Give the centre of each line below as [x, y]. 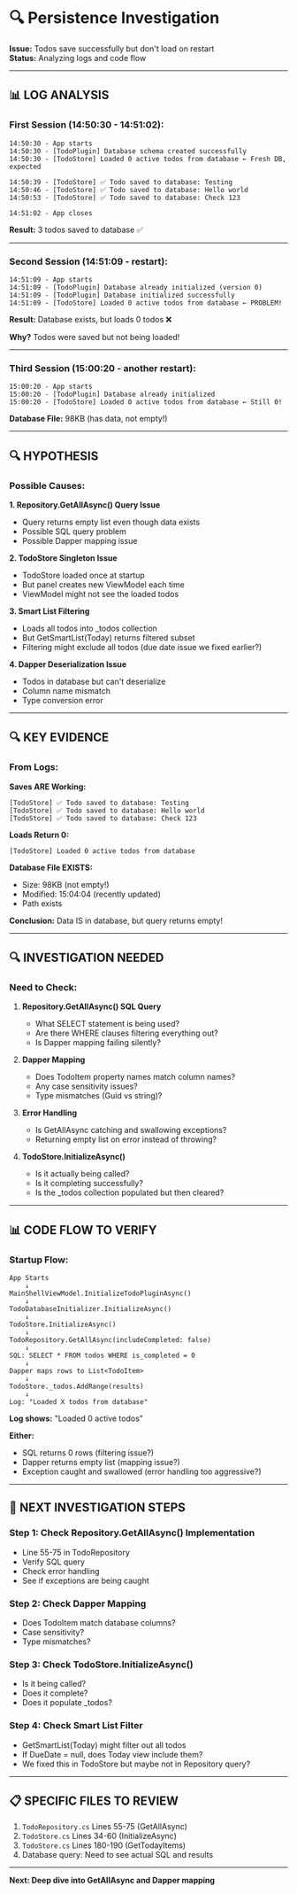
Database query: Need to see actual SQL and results [118, 1855]
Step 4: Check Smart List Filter [76, 1726]
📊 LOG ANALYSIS [59, 95]
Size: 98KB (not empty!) [65, 884]
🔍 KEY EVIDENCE [59, 737]
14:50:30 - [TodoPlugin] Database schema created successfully [128, 151]
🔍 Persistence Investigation [114, 18]
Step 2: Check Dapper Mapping [78, 1603]
